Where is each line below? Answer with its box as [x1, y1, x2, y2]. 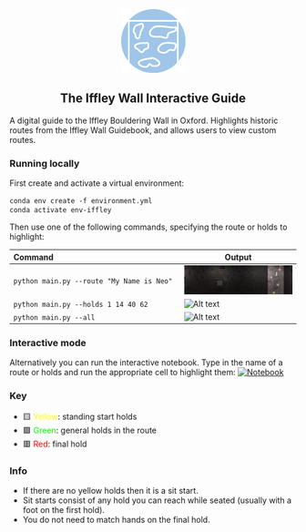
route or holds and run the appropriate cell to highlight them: [9, 367, 237, 378]
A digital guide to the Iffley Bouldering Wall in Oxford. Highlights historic [9, 115, 279, 126]
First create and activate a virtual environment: [9, 178, 185, 189]
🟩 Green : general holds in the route [22, 425, 158, 435]
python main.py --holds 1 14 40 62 [13, 301, 148, 310]
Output [224, 251, 252, 262]
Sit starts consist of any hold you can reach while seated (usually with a [22, 495, 292, 506]
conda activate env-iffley [9, 206, 112, 215]
